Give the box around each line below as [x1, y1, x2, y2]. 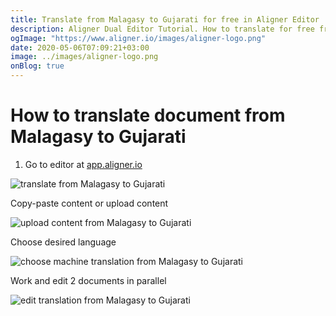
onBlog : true [10, 61, 65, 71]
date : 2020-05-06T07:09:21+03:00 [10, 42, 150, 53]
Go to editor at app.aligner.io [24, 158, 143, 170]
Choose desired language [10, 236, 117, 248]
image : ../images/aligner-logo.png [10, 52, 159, 62]
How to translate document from [10, 104, 286, 127]
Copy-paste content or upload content [10, 197, 169, 209]
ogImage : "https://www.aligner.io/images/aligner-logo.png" [10, 33, 267, 43]
